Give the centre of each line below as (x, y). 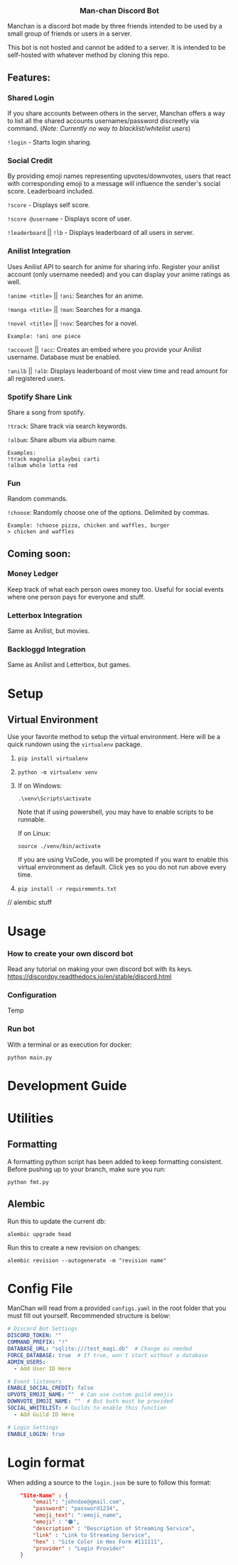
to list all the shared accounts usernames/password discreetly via (103, 120)
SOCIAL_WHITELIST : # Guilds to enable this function (87, 1408)
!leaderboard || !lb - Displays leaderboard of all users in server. (101, 233)
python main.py (30, 1057)
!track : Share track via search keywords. (67, 426)
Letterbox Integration (45, 615)
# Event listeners (34, 1381)
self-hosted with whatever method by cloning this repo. (88, 55)
